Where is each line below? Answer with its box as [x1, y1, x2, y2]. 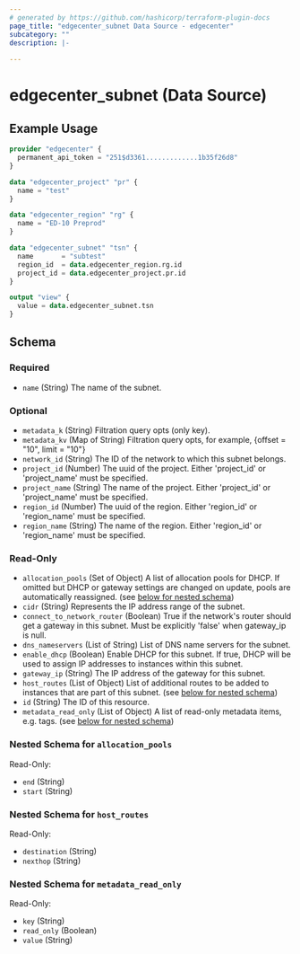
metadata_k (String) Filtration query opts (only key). [21, 424, 210, 436]
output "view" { [9, 293, 70, 302]
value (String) [21, 935, 73, 946]
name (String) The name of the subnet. [21, 382, 162, 393]
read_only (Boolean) [21, 925, 98, 936]
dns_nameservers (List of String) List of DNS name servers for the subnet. [21, 640, 291, 650]
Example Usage [9, 120, 99, 136]
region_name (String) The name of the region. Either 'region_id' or [21, 520, 262, 531]
